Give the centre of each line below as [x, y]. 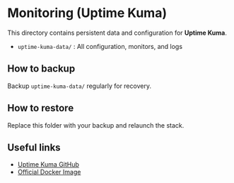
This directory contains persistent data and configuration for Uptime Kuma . [117, 33]
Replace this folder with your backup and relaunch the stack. [96, 125]
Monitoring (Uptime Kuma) [87, 13]
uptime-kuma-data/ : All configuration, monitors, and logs [100, 46]
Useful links [34, 147]
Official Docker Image [49, 172]
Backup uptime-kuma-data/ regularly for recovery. [80, 86]
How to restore [41, 108]
